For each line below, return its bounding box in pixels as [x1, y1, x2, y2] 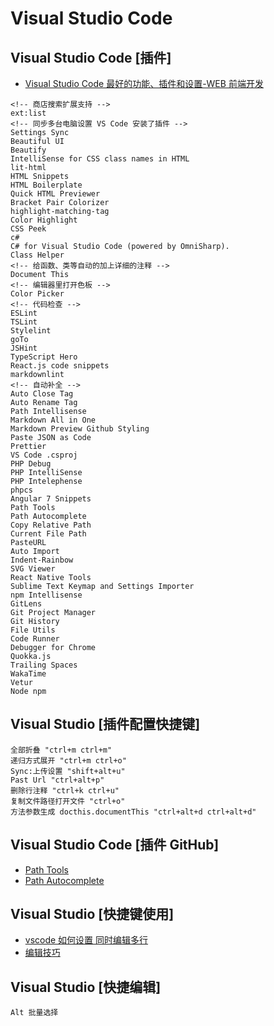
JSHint [10, 343, 38, 353]
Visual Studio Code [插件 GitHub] [10, 837, 220, 854]
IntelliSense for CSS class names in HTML [10, 154, 190, 164]
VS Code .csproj [10, 450, 78, 460]
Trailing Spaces [10, 660, 78, 670]
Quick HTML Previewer [10, 189, 101, 199]
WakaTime [10, 669, 47, 679]
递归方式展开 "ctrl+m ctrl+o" [10, 755, 127, 766]
